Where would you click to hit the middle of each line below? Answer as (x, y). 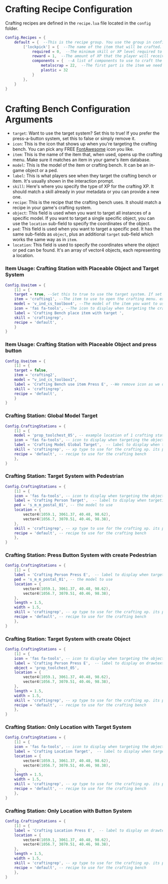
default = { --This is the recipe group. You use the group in (82, 42)
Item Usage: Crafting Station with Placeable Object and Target (82, 269)
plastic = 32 (54, 70)
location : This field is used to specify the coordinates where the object (85, 245)
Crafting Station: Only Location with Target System (68, 727)
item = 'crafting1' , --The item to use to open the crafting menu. (86, 299)
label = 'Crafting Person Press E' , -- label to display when (81, 575)
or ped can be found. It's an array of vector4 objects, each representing (86, 250)
